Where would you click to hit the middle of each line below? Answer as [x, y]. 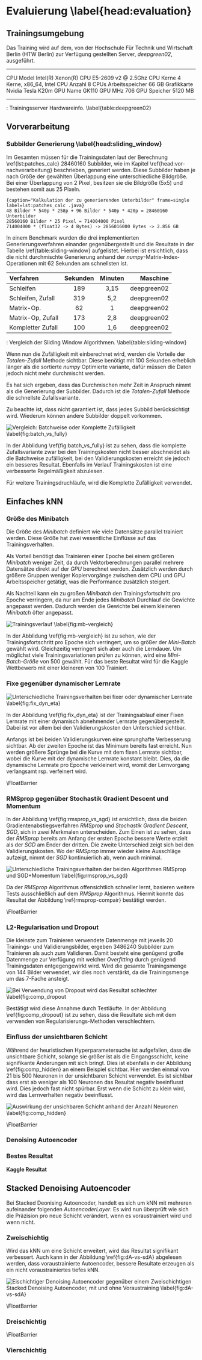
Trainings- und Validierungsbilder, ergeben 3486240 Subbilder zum [90, 947]
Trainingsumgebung [45, 33]
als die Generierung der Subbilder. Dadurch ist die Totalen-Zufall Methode [98, 391]
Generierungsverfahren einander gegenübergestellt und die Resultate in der [100, 244]
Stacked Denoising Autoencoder [69, 1188]
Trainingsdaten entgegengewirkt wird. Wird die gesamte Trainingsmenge [96, 966]
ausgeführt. [21, 61]
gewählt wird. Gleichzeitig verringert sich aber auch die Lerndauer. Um [94, 649]
